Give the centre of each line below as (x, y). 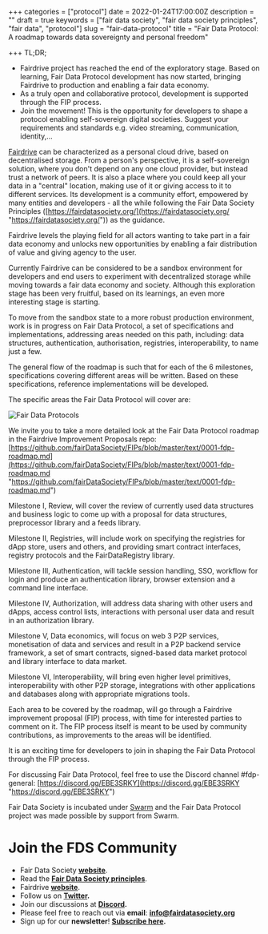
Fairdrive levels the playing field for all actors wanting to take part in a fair (129, 235)
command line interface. (48, 588)
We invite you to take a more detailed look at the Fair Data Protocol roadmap (134, 431)
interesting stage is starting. (54, 302)
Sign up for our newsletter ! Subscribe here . (93, 921)
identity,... (36, 136)
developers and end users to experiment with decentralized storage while (130, 276)
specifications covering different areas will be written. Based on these (123, 375)
